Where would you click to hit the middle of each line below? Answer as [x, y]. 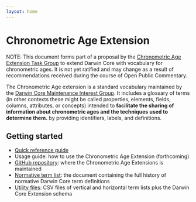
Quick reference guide [42, 150]
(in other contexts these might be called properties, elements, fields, [88, 99]
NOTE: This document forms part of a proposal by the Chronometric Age [94, 57]
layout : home [22, 11]
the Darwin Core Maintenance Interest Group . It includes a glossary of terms [98, 93]
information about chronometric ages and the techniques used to [87, 111]
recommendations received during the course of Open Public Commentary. [97, 75]
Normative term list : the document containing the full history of [90, 175]
